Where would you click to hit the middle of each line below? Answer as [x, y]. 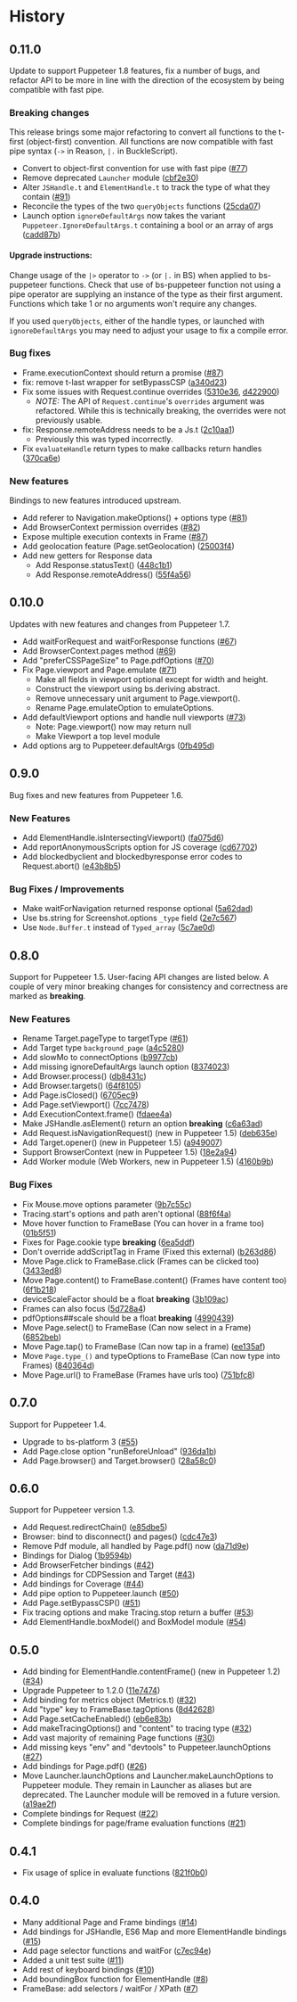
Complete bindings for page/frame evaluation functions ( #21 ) [134, 1823]
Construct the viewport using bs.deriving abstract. [128, 688]
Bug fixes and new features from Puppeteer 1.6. [96, 795]
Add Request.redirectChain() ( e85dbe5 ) [95, 1528]
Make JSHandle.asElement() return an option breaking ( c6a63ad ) [143, 1124]
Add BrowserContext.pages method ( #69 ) [99, 651]
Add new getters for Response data [87, 556]
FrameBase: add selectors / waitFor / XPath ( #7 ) [110, 1988]
